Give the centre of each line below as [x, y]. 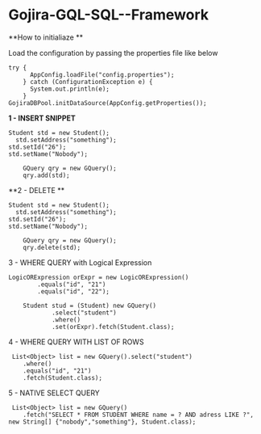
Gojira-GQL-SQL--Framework [109, 15]
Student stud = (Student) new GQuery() [90, 305]
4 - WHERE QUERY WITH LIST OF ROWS [76, 342]
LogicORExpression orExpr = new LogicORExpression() [99, 277]
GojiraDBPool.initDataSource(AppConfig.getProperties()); [108, 103]
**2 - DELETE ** [37, 190]
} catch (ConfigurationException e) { [88, 82]
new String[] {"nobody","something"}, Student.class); [102, 422]
